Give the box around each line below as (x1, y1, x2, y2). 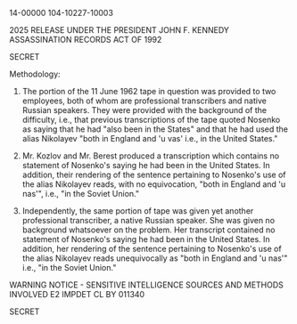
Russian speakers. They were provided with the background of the (21, 105, 268, 115)
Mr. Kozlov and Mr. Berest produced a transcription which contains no (21, 150, 279, 161)
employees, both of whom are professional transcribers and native (21, 95, 268, 106)
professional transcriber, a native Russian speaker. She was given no (21, 215, 275, 225)
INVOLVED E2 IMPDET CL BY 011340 (9, 289, 145, 299)
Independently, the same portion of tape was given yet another (21, 206, 254, 216)
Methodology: (9, 69, 61, 79)
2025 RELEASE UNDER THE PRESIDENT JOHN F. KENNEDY (9, 25, 230, 35)
